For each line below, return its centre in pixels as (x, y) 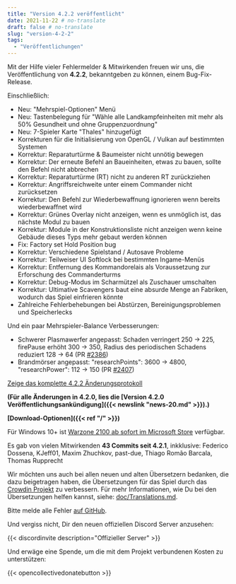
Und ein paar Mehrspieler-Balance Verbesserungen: (83, 326)
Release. (20, 82)
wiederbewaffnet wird (50, 207)
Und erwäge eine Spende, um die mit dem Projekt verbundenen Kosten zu (116, 551)
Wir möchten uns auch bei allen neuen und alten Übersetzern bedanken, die (118, 474)
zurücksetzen (37, 192)
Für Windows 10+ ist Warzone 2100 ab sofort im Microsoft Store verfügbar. (116, 432)
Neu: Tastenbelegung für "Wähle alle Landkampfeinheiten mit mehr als (120, 117)
